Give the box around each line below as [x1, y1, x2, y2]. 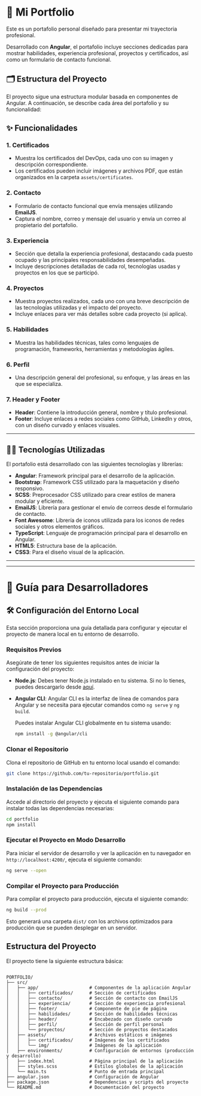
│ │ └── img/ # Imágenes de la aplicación [6, 1042, 162, 1048]
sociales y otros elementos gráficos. [14, 523, 105, 530]
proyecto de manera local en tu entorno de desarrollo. [6, 630, 139, 638]
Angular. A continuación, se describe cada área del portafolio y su [6, 99, 169, 107]
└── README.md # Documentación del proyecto [6, 1084, 165, 1090]
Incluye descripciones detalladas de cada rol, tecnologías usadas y [14, 263, 181, 270]
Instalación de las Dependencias [6, 784, 103, 793]
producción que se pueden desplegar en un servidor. [6, 924, 138, 931]
